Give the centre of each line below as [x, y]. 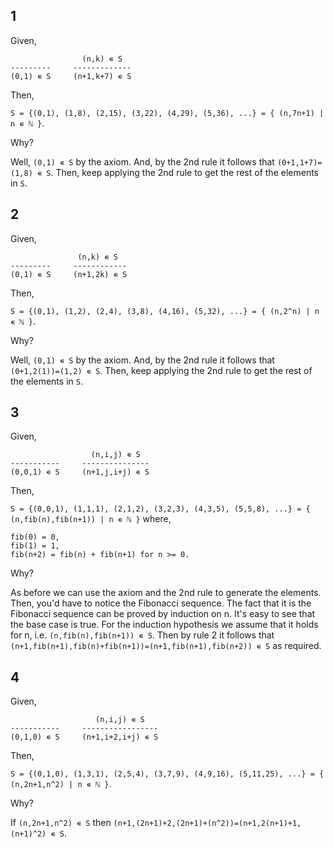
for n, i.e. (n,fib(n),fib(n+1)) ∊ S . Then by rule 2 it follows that [142, 635]
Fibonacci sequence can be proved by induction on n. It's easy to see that [163, 614]
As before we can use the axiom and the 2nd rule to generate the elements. [166, 593]
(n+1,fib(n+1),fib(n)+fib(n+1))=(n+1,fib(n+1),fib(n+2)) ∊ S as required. [166, 646]
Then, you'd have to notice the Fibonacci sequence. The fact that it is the [161, 603]
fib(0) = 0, [35, 537]
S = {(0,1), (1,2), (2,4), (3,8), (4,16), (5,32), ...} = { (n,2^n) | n [165, 311]
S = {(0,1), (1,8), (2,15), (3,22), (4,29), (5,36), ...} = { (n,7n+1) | [167, 113]
